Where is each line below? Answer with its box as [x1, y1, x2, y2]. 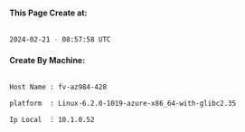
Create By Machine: [9, 54, 86, 65]
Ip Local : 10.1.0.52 [9, 116, 95, 125]
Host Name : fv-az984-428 [9, 82, 107, 92]
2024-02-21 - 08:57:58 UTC [9, 35, 111, 44]
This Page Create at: [9, 7, 88, 18]
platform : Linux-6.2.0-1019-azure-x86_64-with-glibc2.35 [9, 99, 237, 108]
